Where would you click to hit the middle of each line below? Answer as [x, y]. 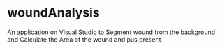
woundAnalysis [53, 13]
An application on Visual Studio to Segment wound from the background [111, 32]
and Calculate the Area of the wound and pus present [84, 39]
